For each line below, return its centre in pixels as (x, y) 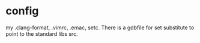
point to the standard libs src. (42, 33)
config (22, 11)
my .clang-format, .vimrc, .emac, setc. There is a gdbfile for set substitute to (100, 27)
